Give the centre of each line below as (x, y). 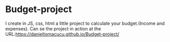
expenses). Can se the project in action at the (53, 28)
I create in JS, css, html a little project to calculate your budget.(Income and (85, 23)
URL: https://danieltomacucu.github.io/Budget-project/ (62, 34)
